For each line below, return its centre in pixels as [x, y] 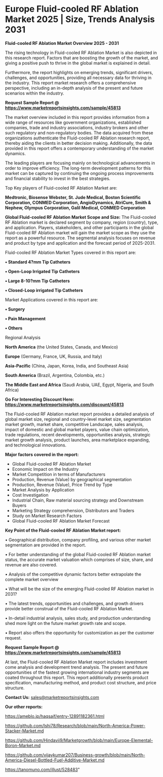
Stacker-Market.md [25, 731]
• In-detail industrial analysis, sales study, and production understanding [78, 618]
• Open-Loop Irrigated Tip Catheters [42, 271]
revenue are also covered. [31, 564]
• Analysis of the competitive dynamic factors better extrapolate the [73, 574]
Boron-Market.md [23, 745]
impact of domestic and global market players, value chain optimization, [77, 429]
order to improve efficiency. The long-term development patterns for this [78, 168]
